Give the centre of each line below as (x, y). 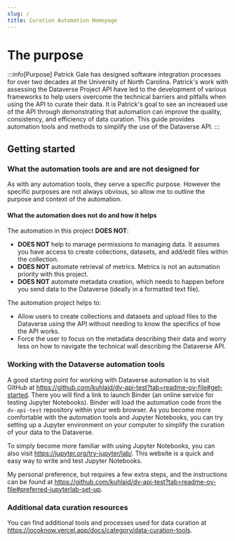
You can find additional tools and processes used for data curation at (107, 522)
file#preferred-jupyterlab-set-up (54, 489)
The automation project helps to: (54, 303)
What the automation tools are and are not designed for (103, 169)
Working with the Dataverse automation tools (86, 365)
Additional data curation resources (68, 507)
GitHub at (21, 387)
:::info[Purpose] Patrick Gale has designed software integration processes (114, 74)
